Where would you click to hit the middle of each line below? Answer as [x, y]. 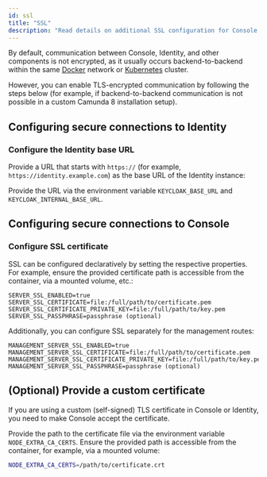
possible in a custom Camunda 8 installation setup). [93, 102]
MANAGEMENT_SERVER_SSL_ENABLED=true [69, 345]
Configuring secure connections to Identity [118, 127]
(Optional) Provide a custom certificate [107, 391]
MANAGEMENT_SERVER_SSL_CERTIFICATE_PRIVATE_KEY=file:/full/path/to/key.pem [136, 359]
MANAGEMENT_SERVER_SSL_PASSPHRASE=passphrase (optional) [104, 366]
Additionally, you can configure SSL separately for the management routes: [131, 331]
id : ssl [21, 15]
